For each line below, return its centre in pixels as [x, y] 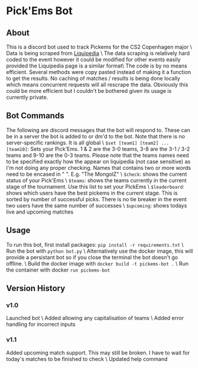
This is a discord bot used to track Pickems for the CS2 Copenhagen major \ [99, 47]
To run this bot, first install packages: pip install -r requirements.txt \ [95, 244]
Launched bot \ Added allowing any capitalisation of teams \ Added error [95, 318]
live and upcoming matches [40, 212]
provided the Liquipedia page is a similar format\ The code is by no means [97, 66]
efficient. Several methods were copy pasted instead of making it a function [99, 72]
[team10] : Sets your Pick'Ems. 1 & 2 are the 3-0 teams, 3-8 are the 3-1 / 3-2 [98, 149]
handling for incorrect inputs [41, 324]
